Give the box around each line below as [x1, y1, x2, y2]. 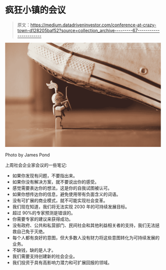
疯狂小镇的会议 [5, 4, 66, 16]
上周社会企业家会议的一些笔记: [5, 162, 68, 168]
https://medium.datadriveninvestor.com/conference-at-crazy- [30, 22, 157, 28]
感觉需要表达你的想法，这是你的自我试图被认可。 [12, 185, 112, 191]
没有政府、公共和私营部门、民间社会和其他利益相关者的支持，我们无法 [12, 222, 156, 228]
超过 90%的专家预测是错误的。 [12, 209, 76, 216]
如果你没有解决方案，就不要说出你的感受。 [12, 179, 99, 185]
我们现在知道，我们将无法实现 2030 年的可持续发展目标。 [12, 203, 130, 209]
